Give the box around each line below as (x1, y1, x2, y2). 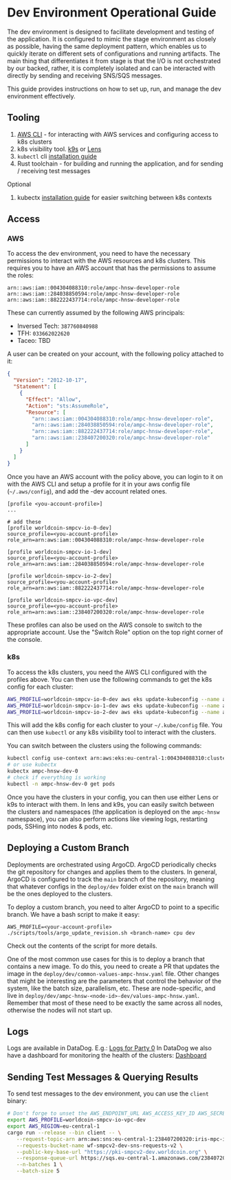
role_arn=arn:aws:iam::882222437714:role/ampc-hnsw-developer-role (7, 584, 205, 592)
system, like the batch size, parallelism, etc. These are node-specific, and (7, 984, 216, 992)
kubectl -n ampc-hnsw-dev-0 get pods (7, 780, 115, 788)
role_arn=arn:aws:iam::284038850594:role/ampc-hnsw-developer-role (7, 560, 205, 568)
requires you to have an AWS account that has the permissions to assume (7, 264, 217, 272)
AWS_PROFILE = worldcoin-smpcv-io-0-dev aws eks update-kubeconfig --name (7, 695, 220, 702)
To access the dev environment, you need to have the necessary (7, 249, 190, 258)
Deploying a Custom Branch (7, 842, 129, 854)
